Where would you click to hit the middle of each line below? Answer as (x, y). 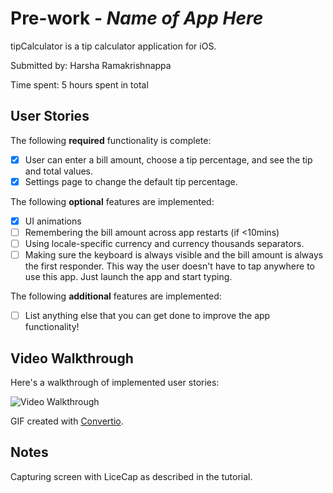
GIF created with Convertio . (67, 421)
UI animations (53, 221)
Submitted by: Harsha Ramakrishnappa (91, 65)
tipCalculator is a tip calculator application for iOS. (113, 46)
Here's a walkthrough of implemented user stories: (115, 382)
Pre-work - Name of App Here (137, 18)
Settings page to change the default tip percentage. (131, 181)
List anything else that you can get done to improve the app (147, 316)
